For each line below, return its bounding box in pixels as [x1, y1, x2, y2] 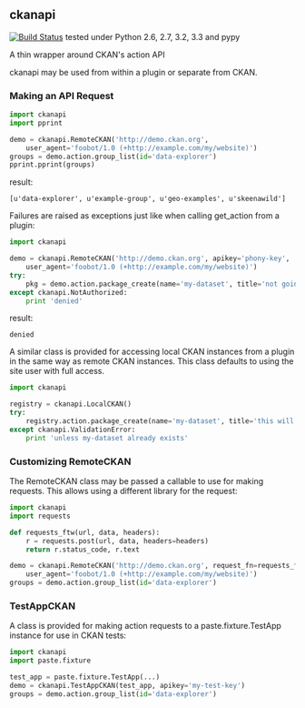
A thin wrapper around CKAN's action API [9, 49, 165, 60]
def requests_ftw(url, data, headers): [9, 528, 161, 537]
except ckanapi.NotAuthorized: [9, 288, 128, 297]
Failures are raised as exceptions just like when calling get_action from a [9, 210, 280, 221]
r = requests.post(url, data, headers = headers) [25, 536, 209, 545]
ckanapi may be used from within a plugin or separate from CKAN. [9, 66, 258, 77]
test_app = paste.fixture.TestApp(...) [9, 673, 161, 682]
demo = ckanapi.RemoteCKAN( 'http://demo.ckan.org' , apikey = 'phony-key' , [9, 254, 290, 263]
